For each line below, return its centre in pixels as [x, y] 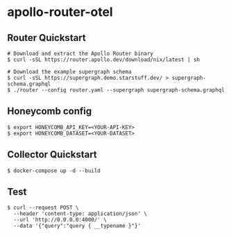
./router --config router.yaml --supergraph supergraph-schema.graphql [119, 90]
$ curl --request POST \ [43, 208]
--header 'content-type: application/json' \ [80, 214]
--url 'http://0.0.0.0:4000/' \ [60, 220]
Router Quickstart [47, 38]
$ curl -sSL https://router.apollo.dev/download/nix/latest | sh [103, 60]
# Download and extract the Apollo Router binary [80, 53]
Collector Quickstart [52, 154]
